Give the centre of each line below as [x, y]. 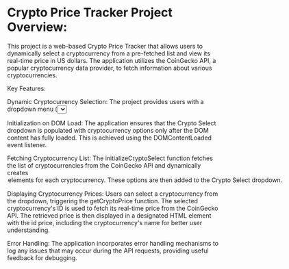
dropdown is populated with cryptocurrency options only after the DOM [108, 130]
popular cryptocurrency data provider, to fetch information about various [110, 68]
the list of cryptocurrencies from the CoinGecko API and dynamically [104, 165]
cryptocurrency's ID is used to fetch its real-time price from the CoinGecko [113, 208]
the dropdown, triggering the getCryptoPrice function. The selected [103, 201]
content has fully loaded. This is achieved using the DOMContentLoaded [110, 138]
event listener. [27, 144]
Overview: [37, 27]
